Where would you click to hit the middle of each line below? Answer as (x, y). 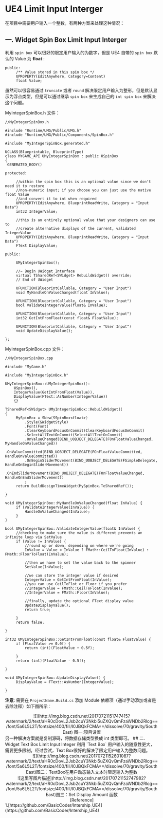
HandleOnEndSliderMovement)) (35, 477)
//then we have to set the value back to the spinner (80, 563)
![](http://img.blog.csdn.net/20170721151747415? (82, 716)
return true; (38, 610)
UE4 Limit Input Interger (54, 9)
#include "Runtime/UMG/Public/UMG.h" (43, 130)
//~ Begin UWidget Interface (45, 271)
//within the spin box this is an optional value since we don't (83, 182)
